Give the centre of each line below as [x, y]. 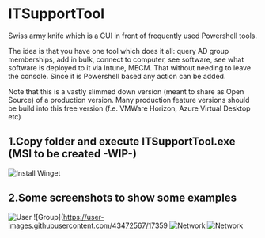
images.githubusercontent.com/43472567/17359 [88, 225]
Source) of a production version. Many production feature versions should [129, 100]
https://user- [83, 217]
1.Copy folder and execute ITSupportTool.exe [122, 142]
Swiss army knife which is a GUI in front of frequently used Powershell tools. [133, 36]
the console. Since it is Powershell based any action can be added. [117, 76]
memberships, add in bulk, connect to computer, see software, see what [126, 59]
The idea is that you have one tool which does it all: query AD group [119, 51]
